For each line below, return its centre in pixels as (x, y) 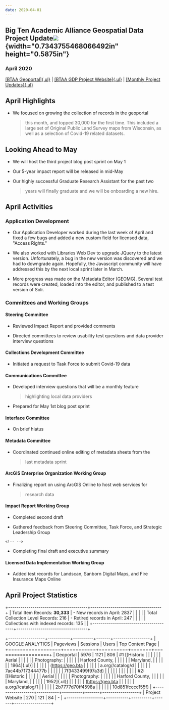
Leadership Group (31, 532)
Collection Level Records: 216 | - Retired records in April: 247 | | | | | (75, 618)
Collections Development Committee (45, 352)
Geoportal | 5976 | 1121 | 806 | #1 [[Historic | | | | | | (108, 654)
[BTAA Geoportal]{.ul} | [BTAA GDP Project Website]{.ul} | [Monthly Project (83, 79)
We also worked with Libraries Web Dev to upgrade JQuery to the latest (87, 253)
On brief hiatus (28, 429)
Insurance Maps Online (37, 579)
